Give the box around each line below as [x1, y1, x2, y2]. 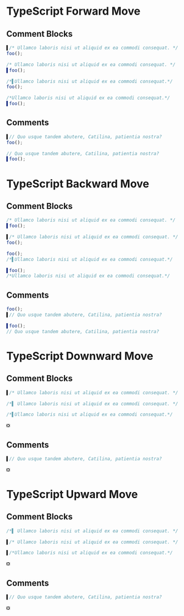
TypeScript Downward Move [6, 349, 154, 363]
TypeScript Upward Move [6, 487, 138, 501]
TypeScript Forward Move [6, 4, 141, 18]
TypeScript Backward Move [6, 177, 149, 191]
